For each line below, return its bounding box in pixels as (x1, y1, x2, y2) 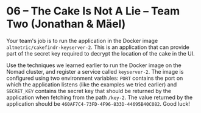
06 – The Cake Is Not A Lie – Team (6, 4, 180, 18)
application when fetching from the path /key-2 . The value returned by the (6, 94, 193, 101)
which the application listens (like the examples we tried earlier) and (6, 80, 177, 88)
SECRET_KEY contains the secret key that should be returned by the (6, 87, 172, 94)
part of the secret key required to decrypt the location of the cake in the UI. (6, 50, 195, 57)
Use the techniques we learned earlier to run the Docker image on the (6, 62, 182, 69)
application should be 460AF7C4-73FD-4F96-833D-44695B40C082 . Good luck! (6, 100, 191, 107)
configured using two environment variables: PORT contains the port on (6, 74, 183, 82)
